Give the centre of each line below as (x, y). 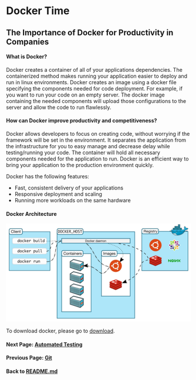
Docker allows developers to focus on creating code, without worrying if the (98, 134)
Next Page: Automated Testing (44, 344)
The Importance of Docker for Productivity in (90, 33)
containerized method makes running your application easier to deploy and (97, 76)
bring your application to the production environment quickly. (80, 165)
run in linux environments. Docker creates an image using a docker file (92, 82)
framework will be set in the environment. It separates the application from (96, 140)
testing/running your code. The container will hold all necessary (83, 152)
